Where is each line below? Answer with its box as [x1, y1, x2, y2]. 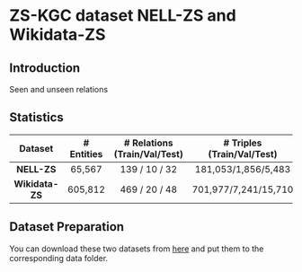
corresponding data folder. [9, 252, 109, 263]
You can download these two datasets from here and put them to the [9, 243, 264, 254]
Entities [69, 147, 103, 160]
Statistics [9, 110, 65, 126]
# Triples [223, 136, 262, 149]
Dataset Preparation [9, 219, 124, 234]
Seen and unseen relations [9, 84, 109, 94]
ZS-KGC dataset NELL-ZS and [9, 5, 236, 26]
